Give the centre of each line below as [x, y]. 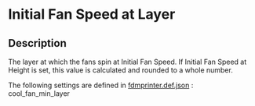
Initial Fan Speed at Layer [92, 14]
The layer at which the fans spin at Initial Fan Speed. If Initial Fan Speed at [127, 62]
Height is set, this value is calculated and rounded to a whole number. [120, 70]
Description [37, 43]
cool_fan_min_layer [39, 94]
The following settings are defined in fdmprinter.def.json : [101, 85]
